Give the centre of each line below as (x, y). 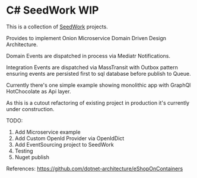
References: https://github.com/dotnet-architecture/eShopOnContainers (95, 169)
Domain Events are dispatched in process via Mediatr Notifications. (88, 56)
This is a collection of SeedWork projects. (57, 27)
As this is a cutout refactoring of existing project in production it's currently (98, 103)
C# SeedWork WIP (53, 10)
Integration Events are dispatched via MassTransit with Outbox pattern (92, 67)
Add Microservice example (48, 132)
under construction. (30, 109)
